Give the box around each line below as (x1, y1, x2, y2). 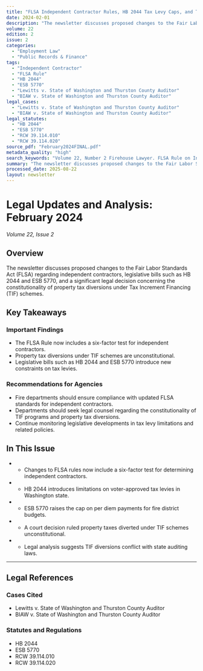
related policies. (14, 426, 56, 433)
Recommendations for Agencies (6, 380, 103, 389)
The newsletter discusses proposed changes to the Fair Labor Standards (6, 264, 188, 271)
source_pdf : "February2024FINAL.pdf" (6, 143, 101, 150)
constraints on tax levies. (14, 365, 77, 372)
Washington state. (24, 491, 69, 499)
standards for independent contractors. (14, 400, 114, 407)
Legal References (6, 572, 74, 583)
